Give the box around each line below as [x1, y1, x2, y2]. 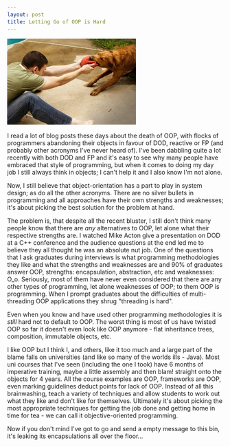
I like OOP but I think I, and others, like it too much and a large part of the [7, 345, 213, 353]
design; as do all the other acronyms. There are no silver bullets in [7, 188, 194, 197]
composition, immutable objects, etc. [7, 332, 112, 340]
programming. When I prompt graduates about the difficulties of [7, 290, 188, 298]
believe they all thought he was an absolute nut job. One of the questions [7, 246, 214, 254]
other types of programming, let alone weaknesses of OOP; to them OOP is [7, 282, 220, 290]
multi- [189, 290, 207, 298]
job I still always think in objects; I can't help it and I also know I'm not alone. [7, 168, 223, 176]
